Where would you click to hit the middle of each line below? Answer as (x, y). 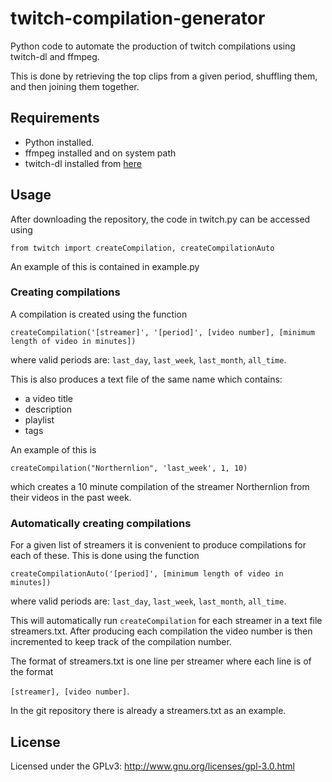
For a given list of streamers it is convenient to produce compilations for (158, 545)
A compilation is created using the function (99, 314)
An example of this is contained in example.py (105, 266)
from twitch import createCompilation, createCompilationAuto (142, 248)
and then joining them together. (75, 86)
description (48, 409)
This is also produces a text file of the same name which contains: (146, 379)
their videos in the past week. (71, 497)
